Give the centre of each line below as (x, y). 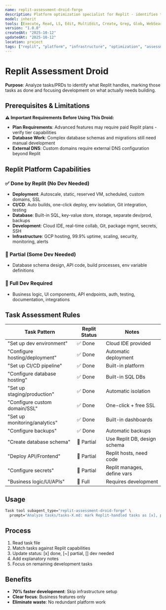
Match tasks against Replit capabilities (51, 548)
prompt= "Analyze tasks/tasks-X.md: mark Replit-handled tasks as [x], (84, 516)
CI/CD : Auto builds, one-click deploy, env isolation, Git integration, (80, 205)
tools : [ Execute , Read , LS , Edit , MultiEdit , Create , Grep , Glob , (75, 24)
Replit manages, (124, 468)
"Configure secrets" (31, 471)
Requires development (132, 482)
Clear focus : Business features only (49, 597)
